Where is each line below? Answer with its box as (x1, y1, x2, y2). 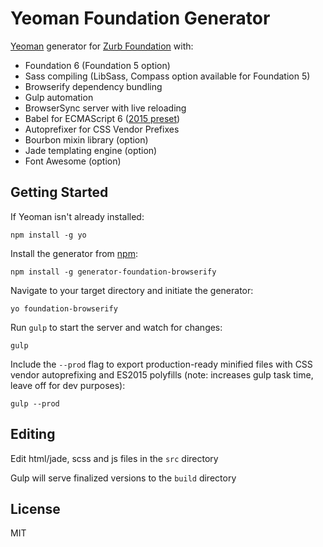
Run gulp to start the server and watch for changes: (10, 321, 223, 333)
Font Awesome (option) (24, 155, 122, 167)
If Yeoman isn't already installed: (10, 210, 145, 222)
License (10, 500, 61, 517)
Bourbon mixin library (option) (24, 133, 149, 146)
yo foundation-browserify (10, 303, 118, 314)
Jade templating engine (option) (24, 144, 158, 156)
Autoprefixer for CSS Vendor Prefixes (24, 123, 180, 135)
